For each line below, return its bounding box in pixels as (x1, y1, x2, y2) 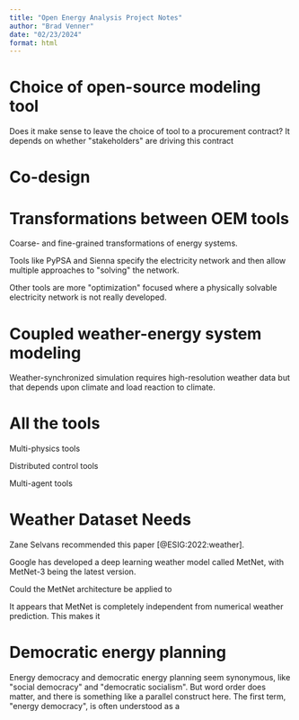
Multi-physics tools (9, 443, 81, 454)
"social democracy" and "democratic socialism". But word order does (9, 681, 267, 693)
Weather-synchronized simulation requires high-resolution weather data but (9, 373, 290, 383)
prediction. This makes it (9, 611, 101, 622)
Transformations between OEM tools (9, 208, 290, 229)
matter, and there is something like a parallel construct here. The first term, (9, 691, 286, 702)
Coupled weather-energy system (9, 323, 262, 344)
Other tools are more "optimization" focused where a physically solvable (9, 283, 277, 293)
